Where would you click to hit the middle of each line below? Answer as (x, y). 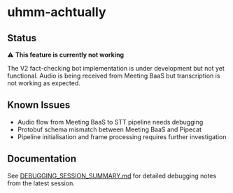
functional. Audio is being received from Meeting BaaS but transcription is (114, 76)
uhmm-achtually (57, 12)
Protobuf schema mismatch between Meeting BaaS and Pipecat (109, 129)
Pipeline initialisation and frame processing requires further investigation (122, 136)
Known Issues (39, 105)
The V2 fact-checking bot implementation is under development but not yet (116, 68)
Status (22, 38)
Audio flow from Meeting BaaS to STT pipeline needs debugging (110, 122)
